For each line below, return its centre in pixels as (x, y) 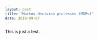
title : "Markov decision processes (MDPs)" (49, 14)
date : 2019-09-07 (22, 18)
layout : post (18, 9)
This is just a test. (22, 32)
